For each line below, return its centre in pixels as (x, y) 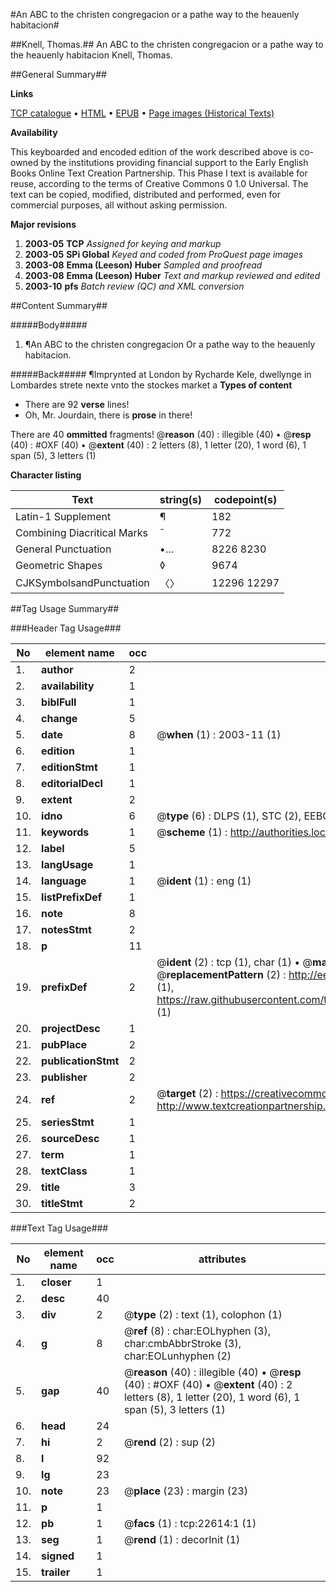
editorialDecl (72, 783)
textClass (64, 1171)
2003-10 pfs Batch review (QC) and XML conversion (134, 286)
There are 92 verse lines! (77, 404)
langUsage (67, 864)
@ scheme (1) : (192, 832)
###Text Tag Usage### (59, 1228)
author (57, 669)
